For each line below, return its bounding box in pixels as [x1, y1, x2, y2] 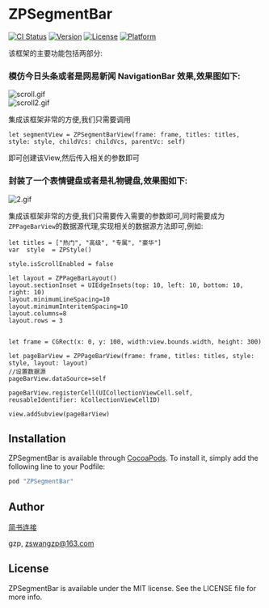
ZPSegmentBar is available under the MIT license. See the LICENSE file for [8, 583, 257, 593]
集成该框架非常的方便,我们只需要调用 [8, 115, 132, 125]
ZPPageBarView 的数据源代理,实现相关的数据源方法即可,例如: [8, 221, 204, 230]
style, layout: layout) [8, 359, 89, 367]
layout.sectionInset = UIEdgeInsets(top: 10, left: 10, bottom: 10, [8, 281, 244, 289]
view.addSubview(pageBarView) [8, 410, 111, 418]
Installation [8, 432, 66, 445]
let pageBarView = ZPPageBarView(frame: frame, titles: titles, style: [8, 352, 254, 360]
